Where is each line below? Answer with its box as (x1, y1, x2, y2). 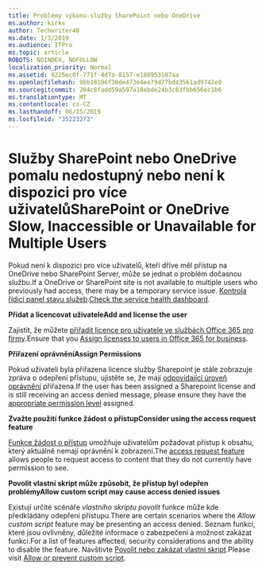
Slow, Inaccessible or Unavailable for (8, 217, 256, 236)
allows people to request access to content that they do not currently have (8, 455, 252, 464)
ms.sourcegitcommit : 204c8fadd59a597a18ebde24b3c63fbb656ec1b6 (8, 85, 222, 94)
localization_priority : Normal (8, 64, 112, 72)
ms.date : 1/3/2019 (8, 33, 69, 42)
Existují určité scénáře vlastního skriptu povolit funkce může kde (8, 502, 219, 512)
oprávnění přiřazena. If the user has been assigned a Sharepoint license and (8, 381, 256, 391)
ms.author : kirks (8, 19, 66, 27)
